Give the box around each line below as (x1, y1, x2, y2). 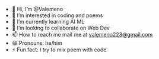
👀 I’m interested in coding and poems (11, 12, 103, 19)
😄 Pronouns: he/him (11, 40, 62, 47)
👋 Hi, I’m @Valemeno (11, 6, 63, 12)
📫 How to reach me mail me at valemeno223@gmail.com (11, 31, 153, 38)
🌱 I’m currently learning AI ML (11, 18, 85, 25)
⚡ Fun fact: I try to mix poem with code (11, 46, 107, 53)
